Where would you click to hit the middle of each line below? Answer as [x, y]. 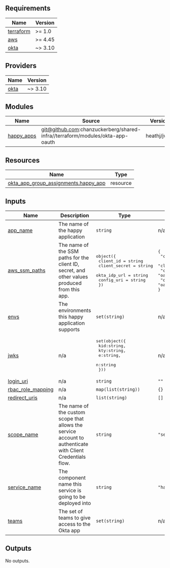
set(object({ [111, 341]
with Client [71, 451]
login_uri [18, 382]
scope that [71, 419]
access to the [75, 524]
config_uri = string [122, 280]
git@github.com [60, 130]
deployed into [75, 503]
